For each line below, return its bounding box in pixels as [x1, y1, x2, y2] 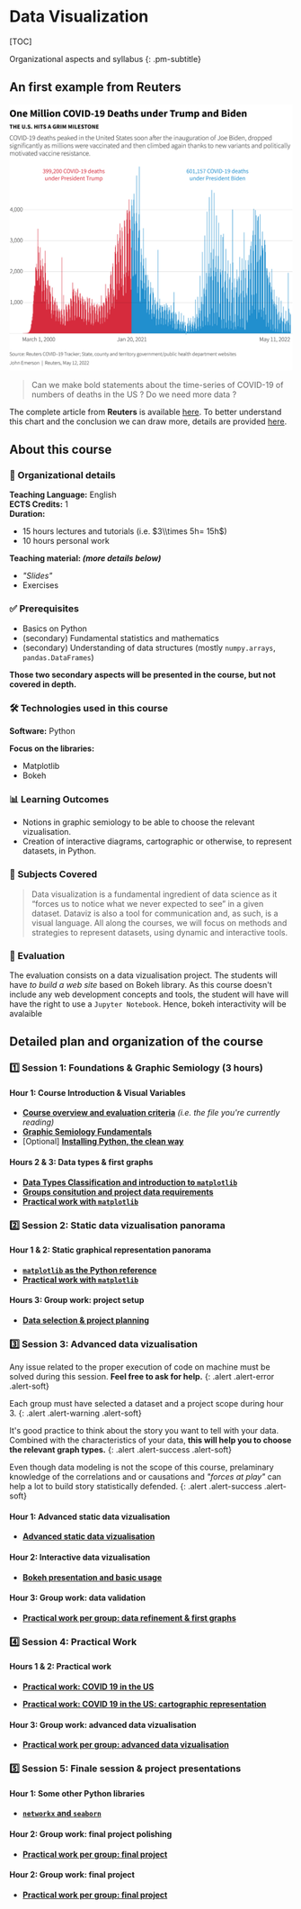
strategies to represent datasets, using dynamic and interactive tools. [31, 927, 288, 937]
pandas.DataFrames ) [22, 651, 94, 663]
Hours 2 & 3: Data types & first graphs [9, 1157, 154, 1168]
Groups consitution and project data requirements [22, 1186, 214, 1197]
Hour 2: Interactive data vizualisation [9, 1552, 151, 1563]
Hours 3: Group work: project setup [9, 1295, 145, 1306]
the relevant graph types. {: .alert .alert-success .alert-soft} [9, 1444, 232, 1455]
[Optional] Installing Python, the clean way [22, 1136, 184, 1147]
